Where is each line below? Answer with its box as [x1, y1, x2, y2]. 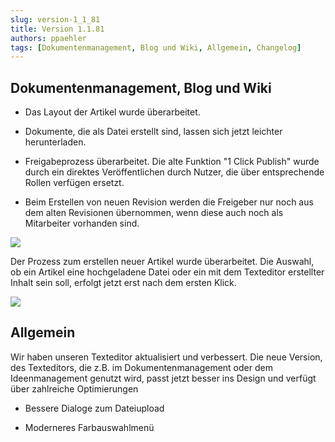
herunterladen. [24, 136, 87, 148]
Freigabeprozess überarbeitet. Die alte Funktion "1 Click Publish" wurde [24, 156, 320, 168]
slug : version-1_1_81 [10, 14, 101, 25]
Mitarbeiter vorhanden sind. [24, 217, 140, 230]
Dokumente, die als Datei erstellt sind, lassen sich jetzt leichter [24, 126, 283, 138]
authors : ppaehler [10, 33, 87, 43]
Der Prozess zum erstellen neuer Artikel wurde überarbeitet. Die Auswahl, [10, 256, 315, 268]
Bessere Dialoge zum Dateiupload [24, 402, 165, 414]
